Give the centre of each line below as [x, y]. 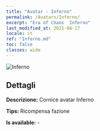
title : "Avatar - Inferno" [39, 12]
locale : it [19, 34]
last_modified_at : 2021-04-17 [43, 28]
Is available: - [23, 122]
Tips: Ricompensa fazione [38, 111]
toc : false [19, 45]
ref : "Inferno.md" [29, 39]
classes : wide [24, 50]
